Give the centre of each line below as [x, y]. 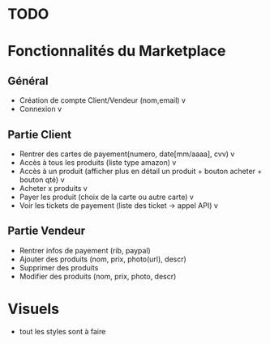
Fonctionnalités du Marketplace [117, 51]
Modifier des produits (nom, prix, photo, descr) [98, 276]
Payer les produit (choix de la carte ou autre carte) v [106, 197]
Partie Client [40, 134]
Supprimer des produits [59, 267]
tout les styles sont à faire [62, 331]
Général [28, 81]
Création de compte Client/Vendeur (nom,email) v [102, 100]
